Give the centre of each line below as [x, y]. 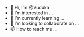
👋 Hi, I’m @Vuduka [30, 8]
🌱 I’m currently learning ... [37, 18]
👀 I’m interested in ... [32, 13]
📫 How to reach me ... [34, 29]
